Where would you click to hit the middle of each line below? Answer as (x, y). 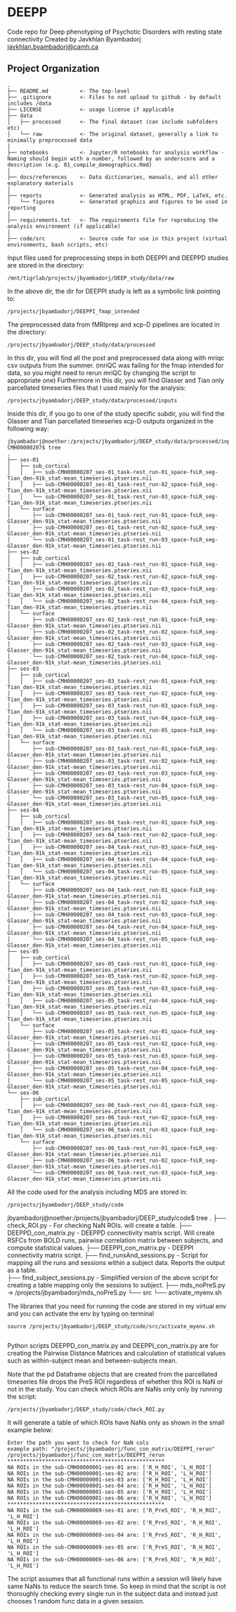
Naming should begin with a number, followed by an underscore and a (111, 159)
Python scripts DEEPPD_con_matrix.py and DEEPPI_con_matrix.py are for (113, 1345)
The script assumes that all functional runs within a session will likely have (115, 1578)
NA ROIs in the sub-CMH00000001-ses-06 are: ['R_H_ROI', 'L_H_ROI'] (110, 1498)
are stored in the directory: (46, 265)
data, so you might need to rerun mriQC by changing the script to (102, 372)
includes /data (29, 103)
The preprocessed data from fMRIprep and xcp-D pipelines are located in (113, 325)
